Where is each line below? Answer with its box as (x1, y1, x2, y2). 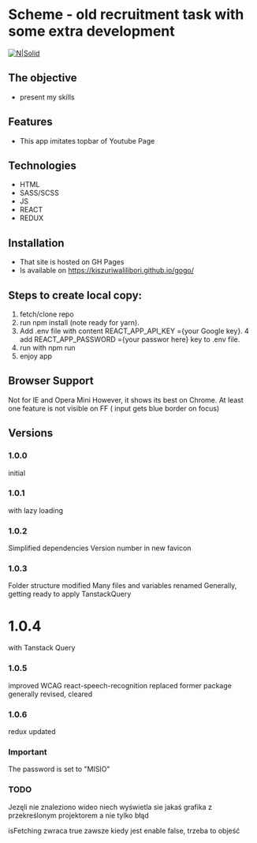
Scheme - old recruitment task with (8, 6, 244, 24)
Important (8, 746, 47, 757)
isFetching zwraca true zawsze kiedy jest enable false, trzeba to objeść (8, 826, 240, 835)
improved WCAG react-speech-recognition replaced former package (8, 680, 233, 690)
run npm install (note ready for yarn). (19, 318, 140, 327)
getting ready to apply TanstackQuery (8, 590, 132, 599)
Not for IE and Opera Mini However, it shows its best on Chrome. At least (8, 395, 244, 404)
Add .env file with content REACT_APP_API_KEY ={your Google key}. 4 (19, 326, 250, 335)
